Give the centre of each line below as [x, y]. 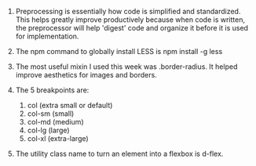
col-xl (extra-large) [58, 139]
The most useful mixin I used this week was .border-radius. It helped [126, 67]
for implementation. [47, 36]
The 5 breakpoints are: [52, 90]
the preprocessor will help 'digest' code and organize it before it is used [132, 28]
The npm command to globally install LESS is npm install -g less [119, 51]
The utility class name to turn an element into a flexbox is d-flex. [119, 153]
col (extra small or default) [70, 105]
